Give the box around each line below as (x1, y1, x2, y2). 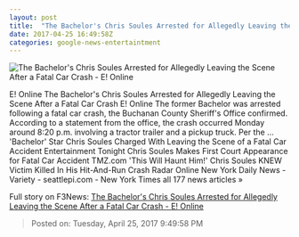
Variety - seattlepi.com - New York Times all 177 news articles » (9, 175, 243, 185)
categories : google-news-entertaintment (9, 37, 162, 47)
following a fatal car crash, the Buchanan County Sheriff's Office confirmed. (9, 108, 288, 118)
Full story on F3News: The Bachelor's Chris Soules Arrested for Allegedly (9, 192, 279, 202)
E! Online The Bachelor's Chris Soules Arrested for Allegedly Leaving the (9, 89, 276, 100)
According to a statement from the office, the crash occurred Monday (9, 118, 265, 128)
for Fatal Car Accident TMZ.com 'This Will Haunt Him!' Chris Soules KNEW (9, 155, 282, 166)
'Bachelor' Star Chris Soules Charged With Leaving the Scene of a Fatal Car (9, 136, 287, 147)
